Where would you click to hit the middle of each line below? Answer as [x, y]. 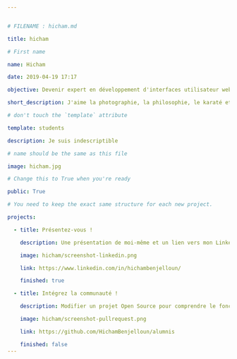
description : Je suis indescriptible [63, 141]
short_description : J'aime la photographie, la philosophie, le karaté [115, 103]
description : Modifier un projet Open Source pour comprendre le [118, 306]
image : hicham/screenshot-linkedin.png [79, 255]
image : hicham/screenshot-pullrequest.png [83, 319]
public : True [26, 192]
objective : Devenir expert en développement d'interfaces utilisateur [113, 90]
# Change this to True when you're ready [69, 179]
